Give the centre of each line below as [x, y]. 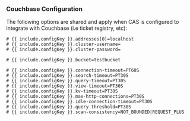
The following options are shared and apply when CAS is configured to [93, 22]
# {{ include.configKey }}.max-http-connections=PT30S [75, 97]
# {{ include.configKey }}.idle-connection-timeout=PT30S [79, 102]
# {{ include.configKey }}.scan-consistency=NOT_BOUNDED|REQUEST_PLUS [95, 112]
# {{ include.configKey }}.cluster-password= [63, 49]
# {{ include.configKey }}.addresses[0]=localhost [70, 39]
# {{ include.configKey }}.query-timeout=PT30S [66, 81]
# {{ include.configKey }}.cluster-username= [63, 44]
